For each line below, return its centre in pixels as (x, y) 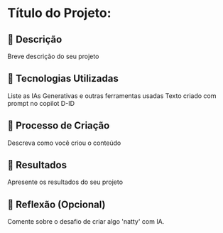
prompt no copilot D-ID (41, 103)
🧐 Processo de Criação (59, 126)
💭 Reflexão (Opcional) (56, 204)
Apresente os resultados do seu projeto (65, 182)
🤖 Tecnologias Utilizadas (63, 78)
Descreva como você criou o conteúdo (64, 143)
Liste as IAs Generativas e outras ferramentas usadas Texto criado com (112, 96)
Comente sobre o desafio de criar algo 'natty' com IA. (86, 222)
